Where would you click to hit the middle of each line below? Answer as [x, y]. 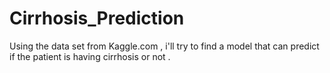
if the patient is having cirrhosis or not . [90, 56]
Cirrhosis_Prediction [97, 18]
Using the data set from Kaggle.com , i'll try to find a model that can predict [164, 46]
